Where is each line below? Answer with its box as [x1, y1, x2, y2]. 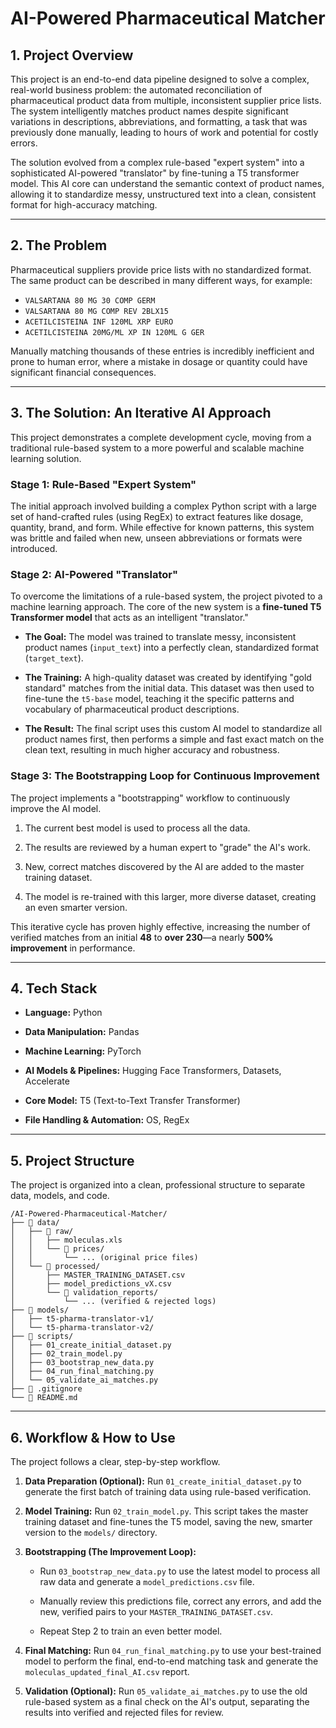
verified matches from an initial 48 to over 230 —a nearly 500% [10, 931, 274, 943]
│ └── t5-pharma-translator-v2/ [10, 1323, 155, 1333]
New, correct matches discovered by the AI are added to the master [24, 860, 305, 872]
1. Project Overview [10, 47, 134, 64]
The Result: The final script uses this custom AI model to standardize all [24, 723, 323, 735]
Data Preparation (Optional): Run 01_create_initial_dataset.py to [24, 1475, 302, 1487]
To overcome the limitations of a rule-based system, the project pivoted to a [10, 590, 323, 602]
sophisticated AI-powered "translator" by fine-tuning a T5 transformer [10, 167, 300, 179]
